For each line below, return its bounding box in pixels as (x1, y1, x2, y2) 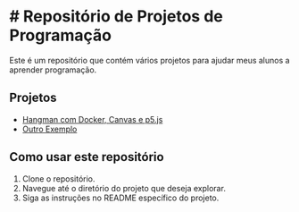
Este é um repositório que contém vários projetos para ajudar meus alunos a (9, 55, 290, 65)
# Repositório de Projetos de (9, 6, 223, 27)
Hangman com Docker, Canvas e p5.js (21, 114, 163, 124)
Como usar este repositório (9, 149, 164, 165)
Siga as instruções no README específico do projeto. (21, 192, 220, 203)
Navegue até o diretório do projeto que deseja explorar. (21, 182, 226, 193)
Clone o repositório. (21, 173, 96, 184)
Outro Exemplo (21, 123, 78, 134)
